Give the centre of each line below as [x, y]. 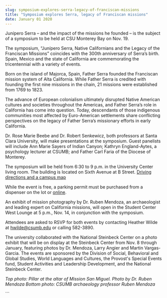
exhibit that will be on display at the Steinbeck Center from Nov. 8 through [81, 242]
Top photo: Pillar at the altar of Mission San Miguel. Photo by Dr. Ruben [79, 279]
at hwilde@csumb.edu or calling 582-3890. [50, 227]
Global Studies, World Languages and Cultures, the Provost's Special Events [83, 258]
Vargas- [153, 248]
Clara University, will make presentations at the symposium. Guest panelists [83, 141]
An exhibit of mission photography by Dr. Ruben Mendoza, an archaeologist [83, 202]
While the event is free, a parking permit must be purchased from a [74, 187]
